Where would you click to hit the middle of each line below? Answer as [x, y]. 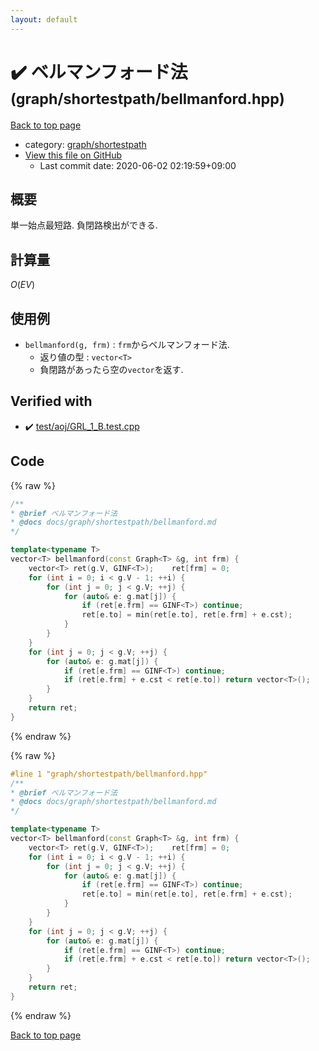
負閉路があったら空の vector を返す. [111, 369]
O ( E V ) [23, 285]
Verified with [51, 401]
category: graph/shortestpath [85, 144]
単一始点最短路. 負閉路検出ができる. [84, 225]
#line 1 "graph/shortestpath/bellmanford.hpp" [109, 774]
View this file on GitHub [73, 155]
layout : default [44, 19]
